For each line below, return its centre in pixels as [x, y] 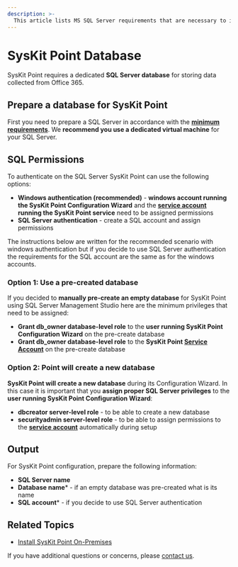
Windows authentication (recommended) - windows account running [122, 198]
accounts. [22, 264]
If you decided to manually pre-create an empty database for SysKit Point [117, 298]
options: [19, 184]
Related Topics [41, 525]
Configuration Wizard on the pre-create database [91, 335]
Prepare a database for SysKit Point [87, 105]
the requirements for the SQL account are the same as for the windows [111, 257]
